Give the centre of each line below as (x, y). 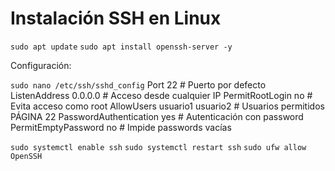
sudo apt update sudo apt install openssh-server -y (121, 47)
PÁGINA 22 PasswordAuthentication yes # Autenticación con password (157, 116)
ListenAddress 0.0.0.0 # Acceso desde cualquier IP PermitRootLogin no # (161, 95)
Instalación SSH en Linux (116, 18)
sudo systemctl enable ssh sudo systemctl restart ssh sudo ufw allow (158, 147)
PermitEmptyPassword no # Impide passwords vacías (121, 127)
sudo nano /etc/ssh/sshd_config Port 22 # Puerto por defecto (138, 84)
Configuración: (41, 65)
